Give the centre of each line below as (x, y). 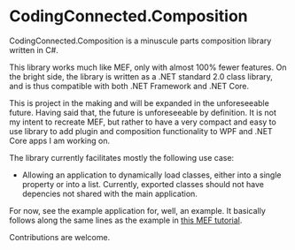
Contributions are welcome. (60, 237)
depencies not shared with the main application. (109, 193)
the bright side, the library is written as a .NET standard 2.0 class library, (141, 76)
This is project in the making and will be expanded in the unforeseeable (140, 102)
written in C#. (34, 49)
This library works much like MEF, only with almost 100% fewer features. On (148, 67)
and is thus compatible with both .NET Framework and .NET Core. (129, 86)
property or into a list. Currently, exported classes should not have (143, 184)
